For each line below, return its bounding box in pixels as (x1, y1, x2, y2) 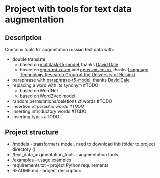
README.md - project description (12, 167, 81, 173)
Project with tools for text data (5, 3, 132, 15)
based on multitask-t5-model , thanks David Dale (19, 62, 119, 67)
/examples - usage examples (12, 157, 72, 163)
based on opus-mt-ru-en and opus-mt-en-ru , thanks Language (19, 67, 149, 72)
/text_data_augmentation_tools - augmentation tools (12, 151, 119, 157)
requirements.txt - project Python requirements (12, 162, 109, 168)
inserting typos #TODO (12, 114, 60, 119)
